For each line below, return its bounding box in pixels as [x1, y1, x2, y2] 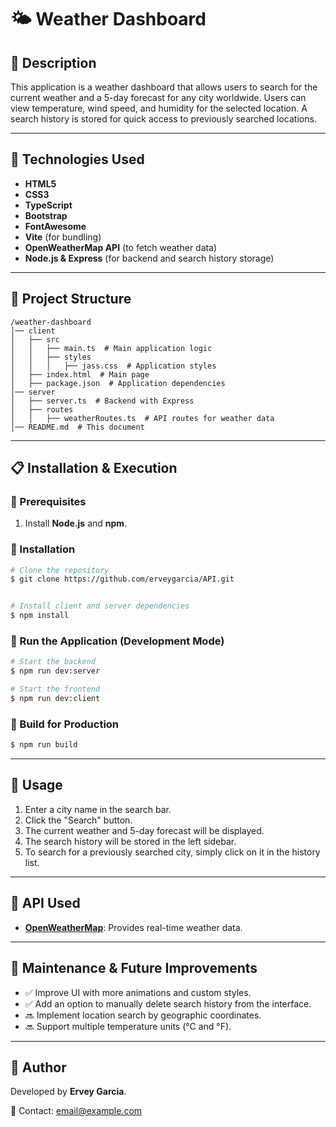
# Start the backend [10, 657, 97, 667]
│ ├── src [10, 334, 60, 345]
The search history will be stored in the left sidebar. [24, 835, 237, 847]
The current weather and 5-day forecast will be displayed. [24, 824, 265, 836]
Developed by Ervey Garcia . [10, 1086, 127, 1098]
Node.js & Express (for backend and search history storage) [24, 252, 275, 264]
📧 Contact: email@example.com [10, 1105, 143, 1117]
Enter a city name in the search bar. [24, 803, 172, 815]
